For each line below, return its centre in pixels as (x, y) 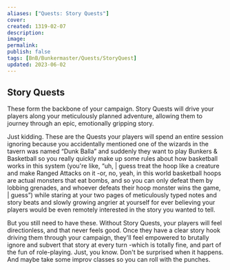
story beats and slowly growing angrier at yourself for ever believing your (111, 203)
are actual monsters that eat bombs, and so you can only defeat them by (110, 181)
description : (26, 33)
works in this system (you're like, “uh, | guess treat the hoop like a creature (113, 166)
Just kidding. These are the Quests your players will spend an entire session (115, 137)
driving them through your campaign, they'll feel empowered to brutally (108, 238)
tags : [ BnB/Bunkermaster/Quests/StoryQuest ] (72, 58)
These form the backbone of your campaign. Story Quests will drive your (111, 109)
